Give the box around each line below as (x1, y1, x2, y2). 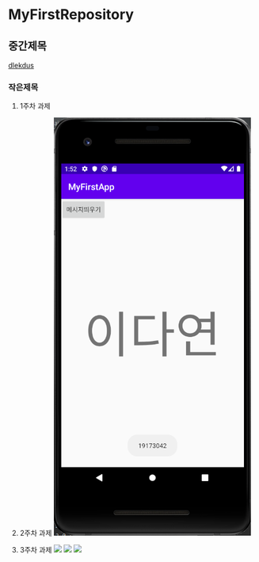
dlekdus (8, 61, 34, 70)
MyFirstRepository (8, 6, 135, 24)
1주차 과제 (19, 101, 51, 111)
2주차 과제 (19, 529, 52, 538)
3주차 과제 (19, 545, 52, 555)
